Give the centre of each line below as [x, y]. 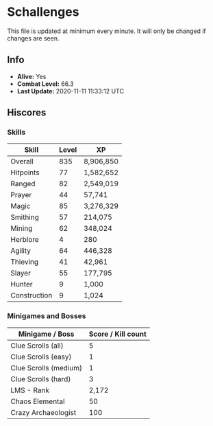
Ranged [23, 184]
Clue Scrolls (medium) [46, 368]
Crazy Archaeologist [43, 412]
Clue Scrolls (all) [37, 346]
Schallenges [43, 12]
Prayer [21, 195]
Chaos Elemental [38, 401]
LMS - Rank [30, 390]
